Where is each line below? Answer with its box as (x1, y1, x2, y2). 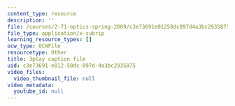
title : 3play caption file (7, 56, 86, 63)
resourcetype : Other (7, 50, 68, 56)
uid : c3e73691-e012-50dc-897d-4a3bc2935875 (7, 62, 136, 69)
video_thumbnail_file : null (13, 75, 96, 82)
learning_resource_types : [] (7, 36, 92, 43)
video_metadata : (7, 82, 55, 89)
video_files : (7, 68, 45, 75)
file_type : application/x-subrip (7, 29, 105, 37)
